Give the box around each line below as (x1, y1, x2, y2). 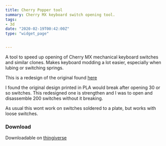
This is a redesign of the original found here (5, 75, 98, 80)
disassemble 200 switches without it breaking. (5, 95, 103, 101)
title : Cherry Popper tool (5, 7, 63, 13)
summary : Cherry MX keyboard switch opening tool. (5, 12, 115, 17)
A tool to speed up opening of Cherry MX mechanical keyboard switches (5, 54, 158, 60)
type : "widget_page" (5, 31, 50, 36)
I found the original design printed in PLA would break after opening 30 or (5, 84, 160, 91)
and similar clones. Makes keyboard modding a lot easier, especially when (5, 60, 162, 65)
